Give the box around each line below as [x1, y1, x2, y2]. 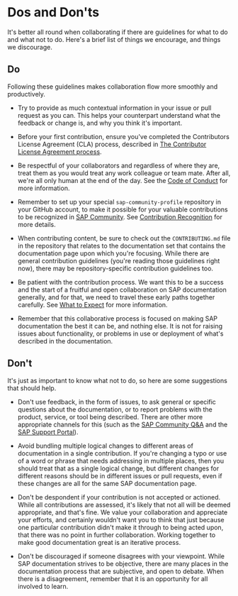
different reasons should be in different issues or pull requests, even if [17, 471, 222, 480]
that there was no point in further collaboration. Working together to [17, 530, 216, 539]
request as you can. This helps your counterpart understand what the [17, 111, 221, 119]
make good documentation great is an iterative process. [17, 538, 181, 546]
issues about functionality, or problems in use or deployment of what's [17, 329, 224, 338]
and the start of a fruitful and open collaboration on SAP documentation [17, 285, 227, 294]
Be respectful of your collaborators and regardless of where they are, [17, 161, 220, 170]
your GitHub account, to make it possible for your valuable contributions [17, 205, 228, 214]
